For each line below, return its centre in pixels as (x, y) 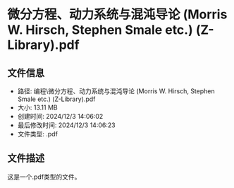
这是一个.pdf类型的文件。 (44, 177)
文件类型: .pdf (38, 134)
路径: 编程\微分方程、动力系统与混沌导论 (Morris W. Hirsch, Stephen (116, 91)
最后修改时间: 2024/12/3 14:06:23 (66, 125)
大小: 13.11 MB (37, 107)
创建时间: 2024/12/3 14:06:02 (60, 116)
